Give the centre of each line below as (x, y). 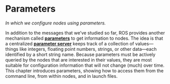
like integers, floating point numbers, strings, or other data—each (88, 49)
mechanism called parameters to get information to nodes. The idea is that (84, 38)
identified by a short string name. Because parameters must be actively (80, 54)
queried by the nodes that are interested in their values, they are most (79, 60)
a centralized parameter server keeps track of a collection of (70, 43)
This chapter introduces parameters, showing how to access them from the (84, 71)
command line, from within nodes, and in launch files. (62, 76)
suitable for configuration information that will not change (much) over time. (85, 65)
